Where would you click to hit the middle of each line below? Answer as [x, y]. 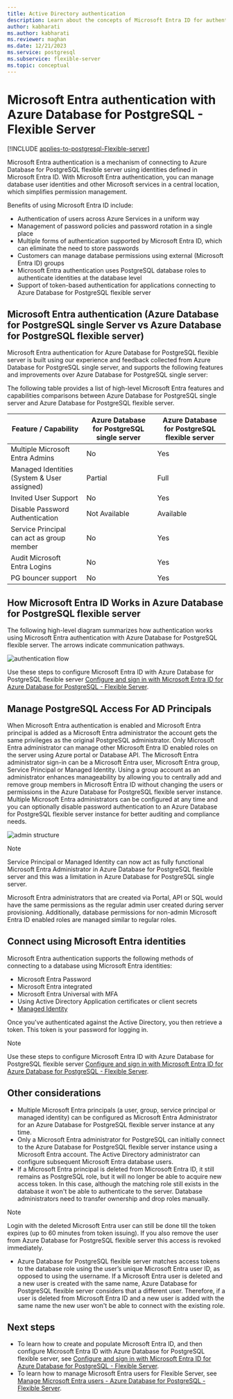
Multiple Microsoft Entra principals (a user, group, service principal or [116, 1110]
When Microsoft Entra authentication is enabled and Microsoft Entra [104, 725]
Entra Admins [33, 458]
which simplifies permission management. [67, 191]
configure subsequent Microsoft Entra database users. [95, 1161]
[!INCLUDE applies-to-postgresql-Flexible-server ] [79, 148]
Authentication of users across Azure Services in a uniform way [108, 218]
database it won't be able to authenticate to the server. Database [110, 1191]
